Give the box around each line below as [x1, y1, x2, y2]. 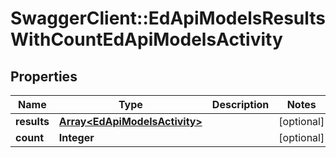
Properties [10, 68, 78, 85]
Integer [58, 131, 95, 144]
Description [211, 98, 270, 111]
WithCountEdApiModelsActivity [10, 28, 283, 51]
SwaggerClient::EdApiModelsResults [10, 7, 326, 30]
